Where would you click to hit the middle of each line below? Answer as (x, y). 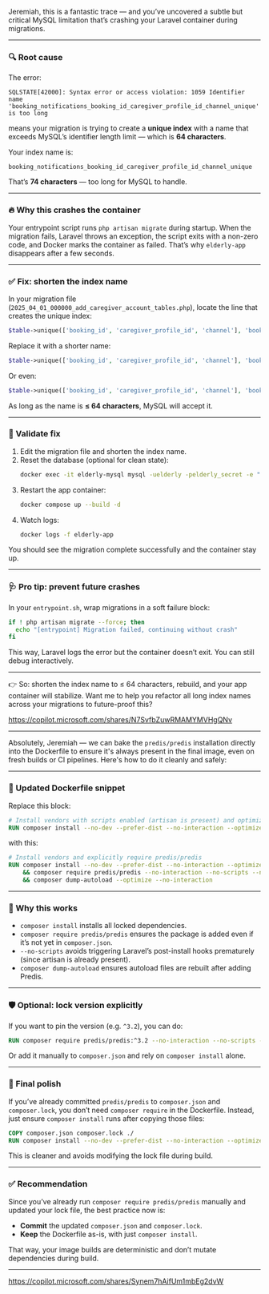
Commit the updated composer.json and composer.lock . (111, 1225)
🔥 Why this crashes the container (75, 210)
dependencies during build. (54, 1258)
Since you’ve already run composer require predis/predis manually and (127, 1201)
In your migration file (42, 299)
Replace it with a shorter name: (60, 346)
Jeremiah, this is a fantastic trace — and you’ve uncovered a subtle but (126, 12)
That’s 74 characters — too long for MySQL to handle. (98, 182)
